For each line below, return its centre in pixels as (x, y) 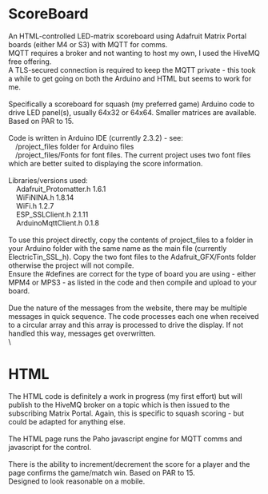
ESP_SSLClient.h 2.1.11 (52, 214)
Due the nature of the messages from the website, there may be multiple (128, 308)
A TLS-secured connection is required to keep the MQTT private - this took (132, 70)
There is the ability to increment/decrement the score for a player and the (129, 464)
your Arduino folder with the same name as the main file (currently (118, 248)
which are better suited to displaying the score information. (106, 163)
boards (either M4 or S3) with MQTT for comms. (88, 44)
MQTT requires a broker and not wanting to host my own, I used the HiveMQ (134, 53)
